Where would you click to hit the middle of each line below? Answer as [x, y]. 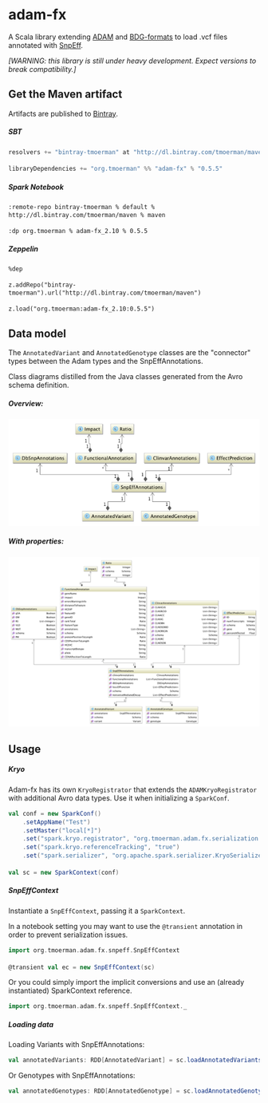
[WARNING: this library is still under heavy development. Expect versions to [132, 61]
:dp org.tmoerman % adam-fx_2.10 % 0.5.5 [78, 231]
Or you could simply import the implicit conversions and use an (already [126, 982]
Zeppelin [23, 248]
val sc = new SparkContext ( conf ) [64, 872]
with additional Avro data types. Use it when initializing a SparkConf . [119, 798]
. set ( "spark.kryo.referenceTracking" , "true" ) [101, 848]
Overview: [26, 403]
